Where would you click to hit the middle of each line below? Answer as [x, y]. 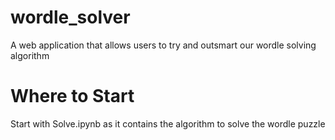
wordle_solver [70, 17]
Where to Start [72, 96]
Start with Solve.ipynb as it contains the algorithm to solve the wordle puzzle [168, 123]
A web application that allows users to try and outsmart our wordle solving [163, 45]
